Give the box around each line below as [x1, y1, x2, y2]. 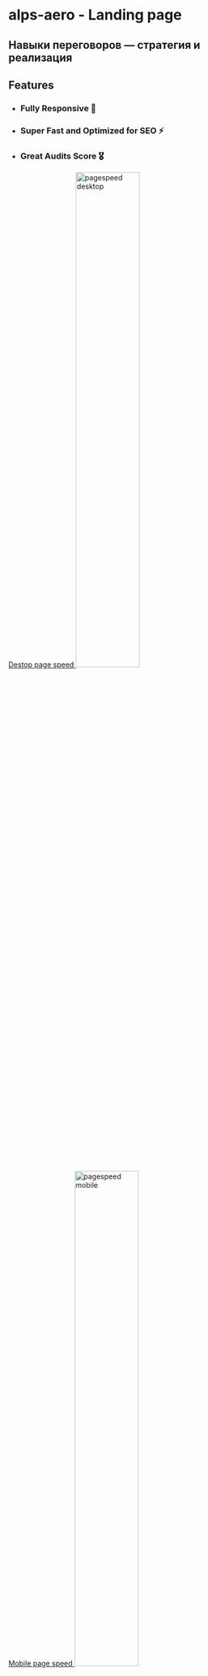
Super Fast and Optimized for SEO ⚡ [19, 124, 164, 136]
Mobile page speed [8, 1659, 73, 1669]
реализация [8, 50, 73, 64]
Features [8, 78, 54, 92]
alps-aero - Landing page [8, 6, 182, 24]
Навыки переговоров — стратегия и [8, 38, 201, 52]
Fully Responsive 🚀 [19, 102, 97, 114]
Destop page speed [8, 660, 74, 669]
